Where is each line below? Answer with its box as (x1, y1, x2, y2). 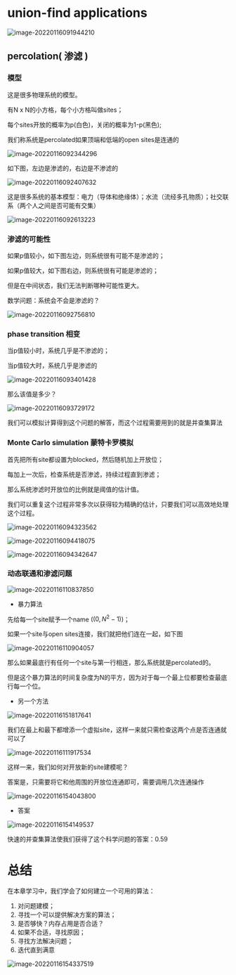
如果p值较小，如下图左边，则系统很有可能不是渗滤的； (7, 251, 165, 259)
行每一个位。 (7, 682, 44, 690)
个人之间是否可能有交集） (25, 201, 100, 209)
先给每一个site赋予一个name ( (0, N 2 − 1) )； (7, 614, 130, 624)
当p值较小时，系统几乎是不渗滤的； (7, 347, 110, 355)
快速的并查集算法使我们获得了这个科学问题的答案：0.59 (7, 835, 169, 844)
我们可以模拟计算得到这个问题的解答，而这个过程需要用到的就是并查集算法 (7, 418, 223, 427)
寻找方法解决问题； (17, 937, 74, 945)
